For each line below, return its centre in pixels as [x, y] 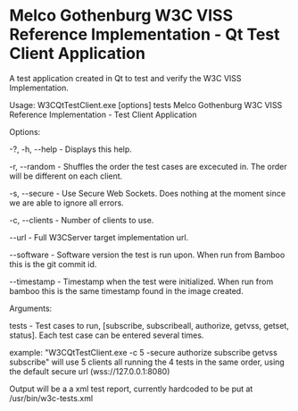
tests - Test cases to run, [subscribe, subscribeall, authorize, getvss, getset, [149, 325]
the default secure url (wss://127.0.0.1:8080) [90, 371]
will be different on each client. [66, 176]
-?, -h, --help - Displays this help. [70, 149]
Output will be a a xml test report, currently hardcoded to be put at [131, 389]
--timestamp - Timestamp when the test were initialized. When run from [141, 281]
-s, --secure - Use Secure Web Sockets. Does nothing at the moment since [148, 193]
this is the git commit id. [53, 264]
